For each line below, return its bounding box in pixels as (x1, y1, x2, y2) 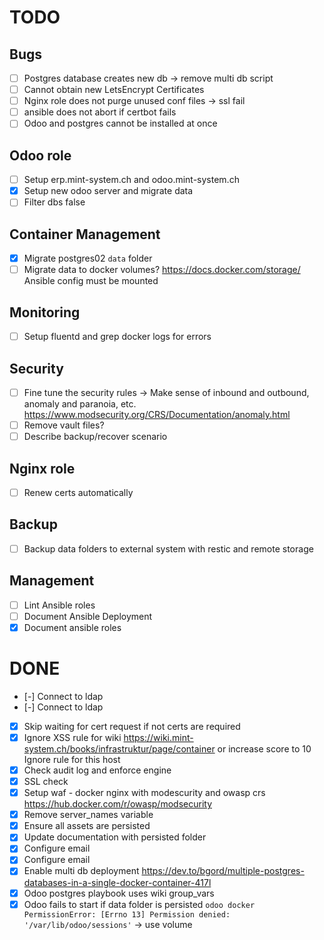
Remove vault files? (23, 419, 105, 431)
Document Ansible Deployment (23, 610, 153, 622)
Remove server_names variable (23, 809, 154, 821)
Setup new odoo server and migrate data (23, 185, 194, 197)
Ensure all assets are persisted (23, 820, 151, 832)
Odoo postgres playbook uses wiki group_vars (23, 887, 215, 899)
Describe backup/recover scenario (23, 431, 168, 443)
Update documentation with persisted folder (23, 831, 207, 843)
